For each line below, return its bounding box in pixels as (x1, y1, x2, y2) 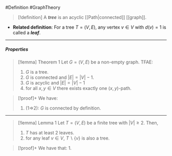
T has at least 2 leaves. (25, 129, 74, 136)
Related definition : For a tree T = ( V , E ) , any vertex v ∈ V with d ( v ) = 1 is (12, 24, 166, 30)
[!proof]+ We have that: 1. (17, 145, 72, 151)
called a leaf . (12, 30, 41, 35)
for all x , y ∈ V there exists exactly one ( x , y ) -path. (25, 85, 132, 91)
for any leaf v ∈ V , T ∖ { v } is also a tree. (25, 135, 110, 141)
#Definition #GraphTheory (5, 5, 60, 10)
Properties (5, 46, 29, 52)
